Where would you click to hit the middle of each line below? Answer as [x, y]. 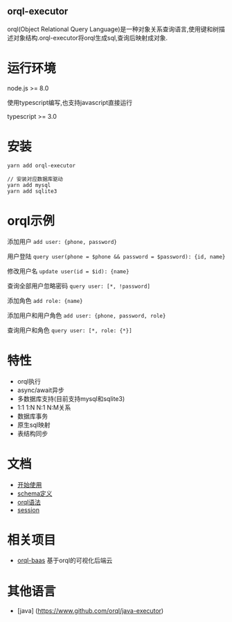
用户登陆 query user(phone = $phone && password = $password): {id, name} [116, 256]
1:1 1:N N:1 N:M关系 [44, 407]
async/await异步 [41, 390]
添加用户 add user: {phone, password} [62, 241]
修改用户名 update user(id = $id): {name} [68, 271]
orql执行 [29, 381]
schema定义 [35, 493]
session [28, 509]
